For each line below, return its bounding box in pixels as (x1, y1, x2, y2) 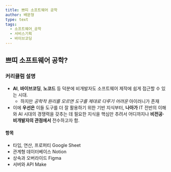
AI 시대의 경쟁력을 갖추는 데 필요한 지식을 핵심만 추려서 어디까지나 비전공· (18, 111, 164, 117)
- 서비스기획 (10, 31, 32, 36)
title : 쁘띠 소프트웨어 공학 (5, 7, 58, 13)
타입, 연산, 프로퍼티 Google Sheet (12, 142, 81, 148)
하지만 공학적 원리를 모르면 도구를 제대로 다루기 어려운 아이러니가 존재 (20, 98, 160, 104)
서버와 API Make (12, 161, 47, 167)
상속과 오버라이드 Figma (12, 155, 62, 161)
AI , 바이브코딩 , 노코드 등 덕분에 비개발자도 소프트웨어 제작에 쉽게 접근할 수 (12, 85, 160, 91)
